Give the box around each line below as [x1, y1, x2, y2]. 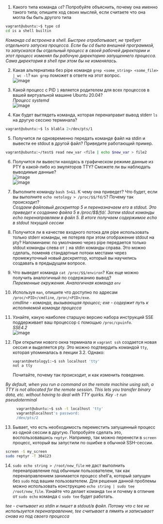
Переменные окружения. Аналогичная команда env [12, 279, 121, 286]
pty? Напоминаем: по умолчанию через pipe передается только [12, 239, 147, 245]
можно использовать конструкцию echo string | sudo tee [12, 483, 135, 489]
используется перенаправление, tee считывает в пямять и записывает [5, 508, 154, 514]
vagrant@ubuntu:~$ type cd [5, 24, 60, 29]
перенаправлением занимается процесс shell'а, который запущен [12, 472, 151, 478]
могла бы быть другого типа [12, 15, 72, 20]
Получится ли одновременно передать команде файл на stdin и [12, 135, 146, 141]
